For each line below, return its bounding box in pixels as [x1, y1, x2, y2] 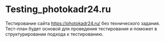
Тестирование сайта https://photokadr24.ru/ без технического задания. [5, 20, 160, 26]
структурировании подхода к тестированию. [5, 31, 104, 37]
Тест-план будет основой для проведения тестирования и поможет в [5, 25, 157, 31]
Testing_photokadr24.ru [5, 4, 111, 15]
